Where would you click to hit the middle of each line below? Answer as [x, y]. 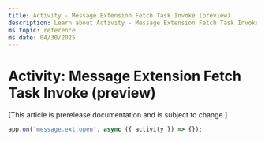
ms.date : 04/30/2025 [42, 37]
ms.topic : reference [42, 30]
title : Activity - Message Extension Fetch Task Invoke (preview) [119, 15]
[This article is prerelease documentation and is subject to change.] [118, 115]
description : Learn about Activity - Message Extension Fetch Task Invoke [134, 23]
